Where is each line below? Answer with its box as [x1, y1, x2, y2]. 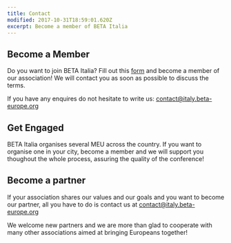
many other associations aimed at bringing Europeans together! [7, 228, 188, 236]
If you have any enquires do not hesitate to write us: [7, 94, 155, 103]
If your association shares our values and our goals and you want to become [7, 193, 225, 201]
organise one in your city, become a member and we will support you [7, 147, 204, 156]
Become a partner [7, 175, 86, 187]
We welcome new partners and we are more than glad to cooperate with [7, 221, 212, 229]
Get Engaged [7, 122, 64, 134]
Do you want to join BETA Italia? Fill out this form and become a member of [7, 67, 220, 75]
